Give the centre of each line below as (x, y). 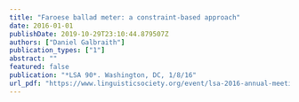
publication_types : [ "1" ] (57, 51)
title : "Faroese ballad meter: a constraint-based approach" (125, 17)
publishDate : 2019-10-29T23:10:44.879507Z (89, 34)
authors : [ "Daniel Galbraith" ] (67, 42)
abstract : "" (33, 59)
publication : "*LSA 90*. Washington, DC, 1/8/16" (103, 75)
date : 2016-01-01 (41, 26)
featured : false (39, 67)
